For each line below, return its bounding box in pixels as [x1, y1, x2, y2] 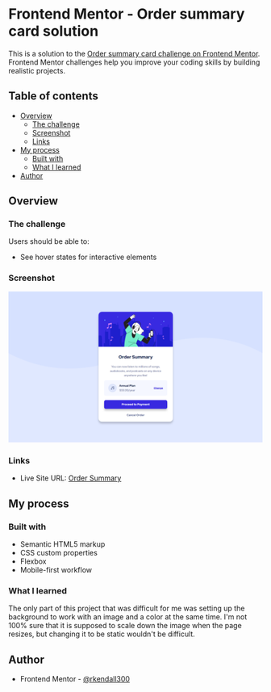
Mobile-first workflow [19, 564, 93, 574]
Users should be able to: [8, 237, 90, 246]
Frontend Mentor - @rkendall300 [19, 674, 131, 684]
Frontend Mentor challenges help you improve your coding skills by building [8, 57, 261, 67]
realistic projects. [8, 65, 66, 75]
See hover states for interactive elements [19, 252, 157, 262]
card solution [8, 22, 99, 40]
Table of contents [8, 90, 98, 103]
